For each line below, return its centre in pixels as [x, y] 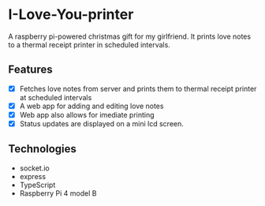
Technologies [43, 149]
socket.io [34, 168]
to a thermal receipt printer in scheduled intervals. [90, 44]
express [32, 176]
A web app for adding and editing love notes [91, 106]
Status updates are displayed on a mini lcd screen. [101, 123]
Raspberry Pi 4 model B [58, 193]
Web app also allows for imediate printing [87, 114]
